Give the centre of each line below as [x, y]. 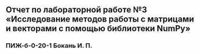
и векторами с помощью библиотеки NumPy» [98, 28]
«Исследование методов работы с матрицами [100, 19]
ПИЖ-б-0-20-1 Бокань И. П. [49, 46]
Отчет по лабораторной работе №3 [77, 10]
